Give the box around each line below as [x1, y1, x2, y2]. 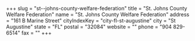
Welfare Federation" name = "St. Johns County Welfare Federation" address [6, 11, 190, 18]
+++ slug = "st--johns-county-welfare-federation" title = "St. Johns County [6, 5, 187, 12]
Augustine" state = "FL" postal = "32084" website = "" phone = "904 [6, 23, 172, 30]
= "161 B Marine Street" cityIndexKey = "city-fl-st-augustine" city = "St [6, 17, 176, 24]
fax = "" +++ [21, 29, 52, 36]
